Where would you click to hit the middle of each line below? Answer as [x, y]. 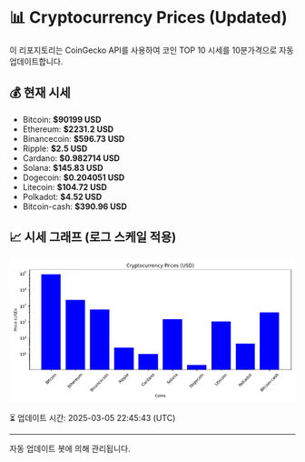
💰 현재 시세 [40, 93]
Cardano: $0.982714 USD [71, 158]
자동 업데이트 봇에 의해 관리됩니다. [70, 448]
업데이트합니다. [36, 61]
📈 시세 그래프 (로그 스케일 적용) [93, 237]
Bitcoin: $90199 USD [62, 119]
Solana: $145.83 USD [63, 167]
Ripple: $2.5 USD [55, 148]
